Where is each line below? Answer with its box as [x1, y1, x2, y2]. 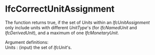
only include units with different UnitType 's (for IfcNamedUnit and [5, 24, 137, 30]
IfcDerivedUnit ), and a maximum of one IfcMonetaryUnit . [5, 30, 119, 36]
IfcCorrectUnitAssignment [5, 3, 115, 15]
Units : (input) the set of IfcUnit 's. [5, 44, 72, 50]
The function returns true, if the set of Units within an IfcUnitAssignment [5, 19, 150, 25]
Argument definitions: [5, 39, 49, 45]
